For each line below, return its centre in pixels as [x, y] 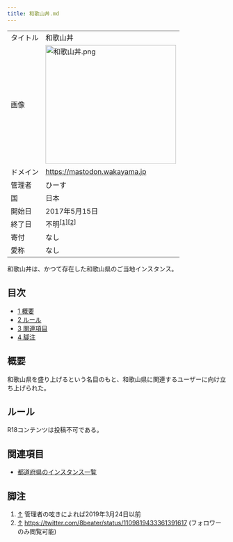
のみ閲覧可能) [37, 532]
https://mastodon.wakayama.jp [96, 171]
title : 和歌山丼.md [33, 14]
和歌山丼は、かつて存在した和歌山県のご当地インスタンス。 [93, 269]
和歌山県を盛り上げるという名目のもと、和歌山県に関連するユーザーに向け [114, 379]
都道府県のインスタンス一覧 [57, 472]
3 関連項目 [32, 328]
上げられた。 [31, 388]
